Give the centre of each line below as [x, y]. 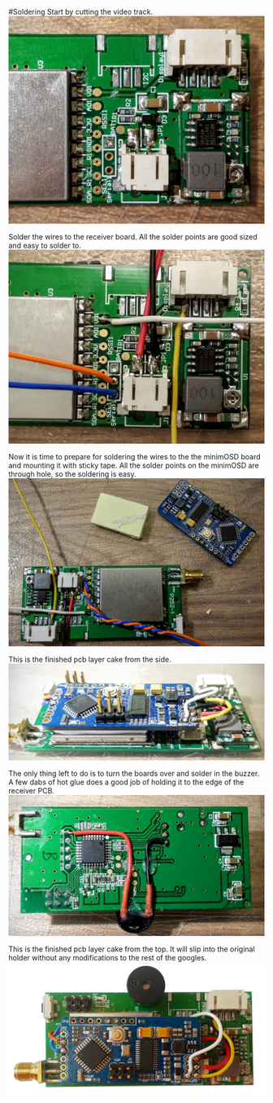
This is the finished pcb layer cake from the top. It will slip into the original [132, 949]
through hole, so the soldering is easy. [72, 474]
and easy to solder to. [45, 246]
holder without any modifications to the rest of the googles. [108, 957]
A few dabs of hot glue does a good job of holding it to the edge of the [126, 782]
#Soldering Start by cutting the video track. [80, 12]
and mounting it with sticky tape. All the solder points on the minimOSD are [134, 466]
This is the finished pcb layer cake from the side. [90, 660]
